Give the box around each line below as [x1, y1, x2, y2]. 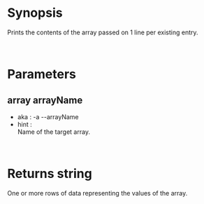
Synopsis [7, 5, 63, 21]
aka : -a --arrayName [17, 112, 79, 121]
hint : [17, 120, 33, 128]
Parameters [7, 67, 77, 82]
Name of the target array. [17, 128, 91, 136]
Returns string [7, 166, 92, 182]
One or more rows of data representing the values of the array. [7, 189, 188, 197]
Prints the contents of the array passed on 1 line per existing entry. [7, 28, 198, 36]
